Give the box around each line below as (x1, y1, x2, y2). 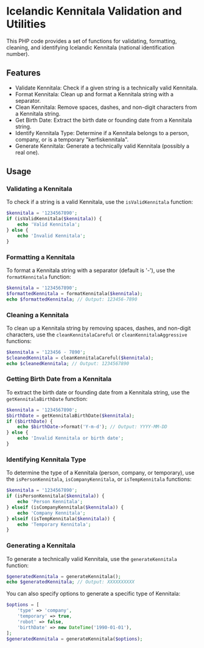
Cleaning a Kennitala (6, 310, 69, 319)
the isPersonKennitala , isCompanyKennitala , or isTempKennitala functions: (6, 476, 192, 483)
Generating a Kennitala (6, 542, 76, 550)
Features (6, 68, 41, 78)
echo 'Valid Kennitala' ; (17, 221, 80, 228)
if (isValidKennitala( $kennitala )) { (6, 216, 102, 222)
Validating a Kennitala (6, 184, 72, 193)
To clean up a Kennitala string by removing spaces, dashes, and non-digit (6, 324, 191, 332)
